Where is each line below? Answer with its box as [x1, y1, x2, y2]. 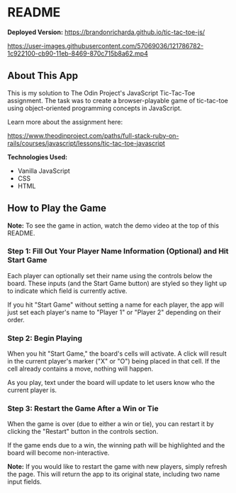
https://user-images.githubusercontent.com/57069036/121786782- [7, 41, 204, 50]
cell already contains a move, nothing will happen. [7, 364, 154, 373]
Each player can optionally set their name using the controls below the [7, 271, 213, 280]
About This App [7, 70, 79, 82]
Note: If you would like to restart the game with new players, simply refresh [7, 462, 227, 471]
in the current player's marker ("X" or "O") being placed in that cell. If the [7, 357, 220, 366]
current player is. [7, 386, 57, 395]
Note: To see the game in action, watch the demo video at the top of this [7, 221, 220, 230]
